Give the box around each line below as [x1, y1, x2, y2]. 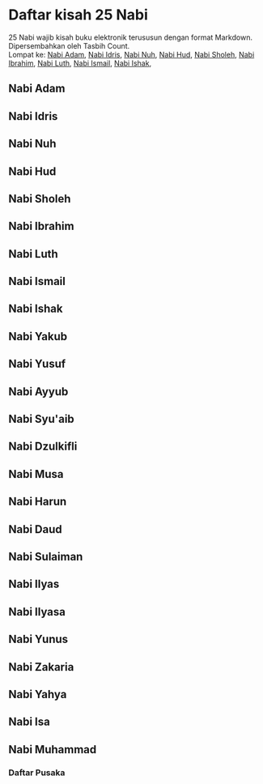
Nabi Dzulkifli [8, 440, 78, 454]
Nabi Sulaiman [8, 549, 83, 564]
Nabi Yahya [8, 687, 67, 701]
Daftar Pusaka [8, 767, 66, 778]
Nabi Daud [8, 522, 62, 536]
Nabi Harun [8, 495, 67, 509]
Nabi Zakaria [8, 660, 74, 674]
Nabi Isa [8, 715, 50, 729]
